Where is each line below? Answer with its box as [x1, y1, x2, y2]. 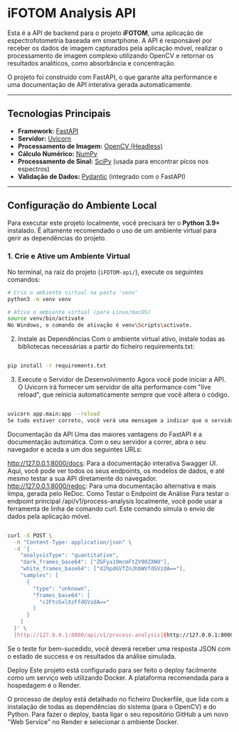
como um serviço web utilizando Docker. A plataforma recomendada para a [7, 673, 229, 682]
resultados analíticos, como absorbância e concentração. [7, 59, 176, 67]
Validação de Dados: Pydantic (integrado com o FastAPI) [17, 172, 186, 181]
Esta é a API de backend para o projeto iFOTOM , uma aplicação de [7, 29, 203, 37]
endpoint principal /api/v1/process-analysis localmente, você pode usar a [7, 497, 223, 505]
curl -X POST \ [7, 532, 53, 539]
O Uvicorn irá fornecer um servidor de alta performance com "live [17, 383, 211, 392]
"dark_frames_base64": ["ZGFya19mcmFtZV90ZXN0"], [20, 559, 171, 566]
